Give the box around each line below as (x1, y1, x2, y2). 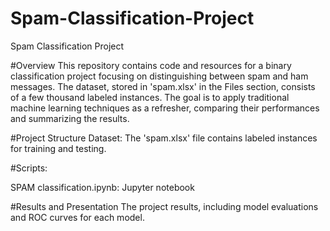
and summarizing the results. (10, 112, 130, 124)
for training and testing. (10, 142, 107, 154)
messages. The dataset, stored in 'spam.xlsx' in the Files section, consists (10, 80, 316, 92)
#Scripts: (10, 162, 48, 174)
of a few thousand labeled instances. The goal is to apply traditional (10, 91, 290, 103)
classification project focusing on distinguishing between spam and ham (10, 70, 309, 82)
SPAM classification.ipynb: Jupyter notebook (10, 181, 195, 193)
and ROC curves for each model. (10, 211, 145, 223)
